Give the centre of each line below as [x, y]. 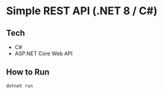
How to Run [28, 72]
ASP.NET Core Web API [44, 54]
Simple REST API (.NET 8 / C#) [82, 11]
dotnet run [20, 86]
